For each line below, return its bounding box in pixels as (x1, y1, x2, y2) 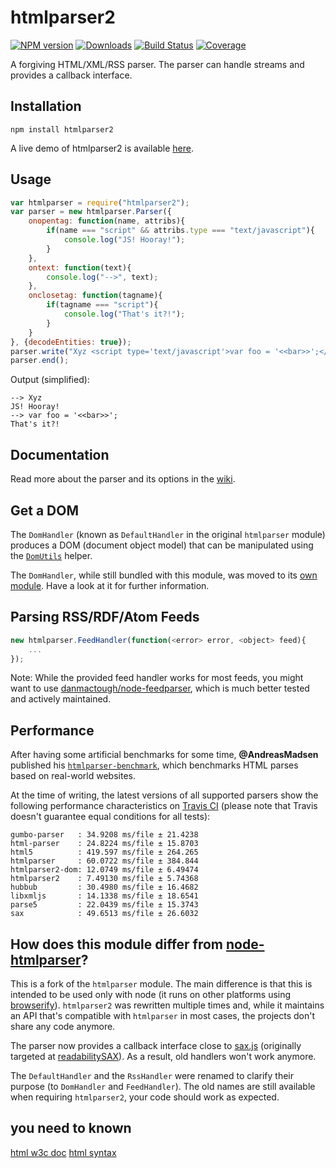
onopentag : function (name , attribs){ (28, 216, 186, 226)
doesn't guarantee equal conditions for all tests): (10, 811, 211, 823)
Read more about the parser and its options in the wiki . (10, 473, 236, 485)
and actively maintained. (10, 693, 112, 705)
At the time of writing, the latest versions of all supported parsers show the (10, 789, 319, 801)
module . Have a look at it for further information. (10, 579, 210, 591)
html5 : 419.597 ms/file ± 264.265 (10, 847, 199, 858)
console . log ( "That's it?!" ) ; (63, 309, 186, 320)
